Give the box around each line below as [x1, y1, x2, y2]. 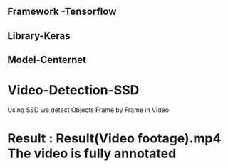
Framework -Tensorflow [7, 6, 117, 18]
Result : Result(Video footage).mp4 [7, 130, 222, 147]
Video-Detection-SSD [7, 82, 140, 99]
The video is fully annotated [7, 145, 177, 162]
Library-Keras [7, 30, 71, 42]
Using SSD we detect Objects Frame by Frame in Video [7, 106, 170, 114]
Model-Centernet [7, 54, 87, 66]
